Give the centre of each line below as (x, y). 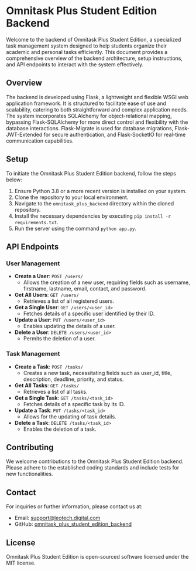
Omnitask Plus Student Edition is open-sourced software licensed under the (97, 556)
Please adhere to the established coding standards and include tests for (93, 468)
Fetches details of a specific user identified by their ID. (89, 314)
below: (14, 180)
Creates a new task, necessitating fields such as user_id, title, (98, 373)
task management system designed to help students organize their (87, 46)
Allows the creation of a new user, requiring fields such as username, (106, 282)
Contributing (30, 447)
